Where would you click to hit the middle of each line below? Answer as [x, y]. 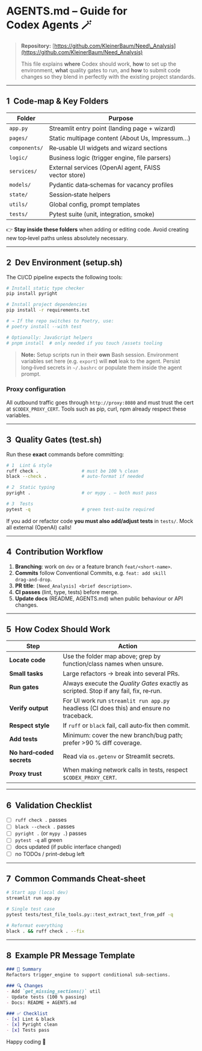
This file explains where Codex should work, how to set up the [99, 64]
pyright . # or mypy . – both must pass [82, 493]
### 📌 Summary [24, 969]
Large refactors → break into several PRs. [121, 674]
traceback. [78, 716]
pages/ [19, 138]
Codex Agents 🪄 [49, 25]
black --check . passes [45, 826]
